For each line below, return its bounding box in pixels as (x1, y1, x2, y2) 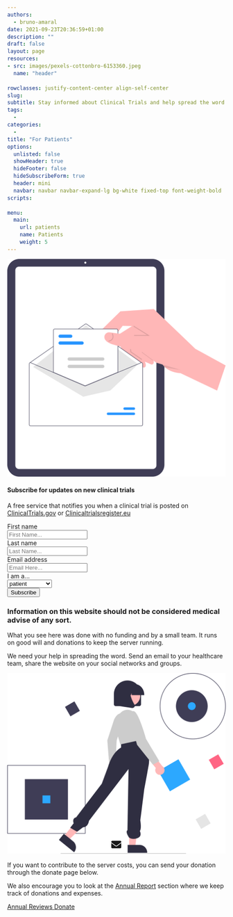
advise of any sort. (7, 615, 72, 625)
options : (7, 143, 33, 150)
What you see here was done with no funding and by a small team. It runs (7, 631, 217, 640)
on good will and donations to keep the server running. (7, 638, 164, 647)
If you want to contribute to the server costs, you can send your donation (7, 861, 216, 869)
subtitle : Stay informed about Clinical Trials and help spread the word (7, 99, 225, 106)
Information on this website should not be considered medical (7, 606, 221, 616)
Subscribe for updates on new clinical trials (7, 486, 135, 494)
